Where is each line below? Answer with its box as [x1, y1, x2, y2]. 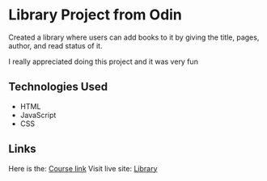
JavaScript [19, 110, 57, 120]
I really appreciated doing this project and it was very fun [8, 57, 198, 66]
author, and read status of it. [8, 40, 103, 50]
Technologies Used [8, 80, 108, 94]
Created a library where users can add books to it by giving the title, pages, [8, 32, 260, 42]
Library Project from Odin [8, 6, 182, 24]
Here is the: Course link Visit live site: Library [8, 163, 158, 173]
